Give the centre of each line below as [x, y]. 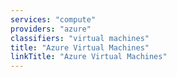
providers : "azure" [51, 29]
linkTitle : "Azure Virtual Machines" [89, 57]
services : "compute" [53, 19]
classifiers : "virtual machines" [80, 38]
